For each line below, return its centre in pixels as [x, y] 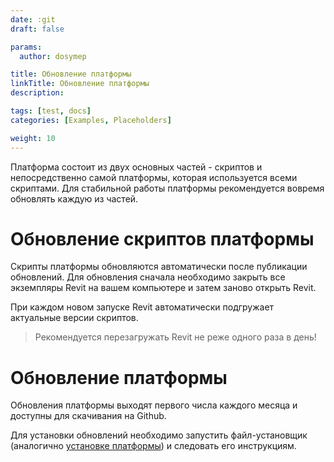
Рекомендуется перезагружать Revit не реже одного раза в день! [175, 337]
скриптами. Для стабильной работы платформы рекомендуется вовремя [167, 188]
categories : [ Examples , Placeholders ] [91, 120]
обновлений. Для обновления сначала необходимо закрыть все [148, 277]
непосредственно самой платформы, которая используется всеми [154, 177]
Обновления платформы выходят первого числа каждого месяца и [154, 405]
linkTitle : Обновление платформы [80, 84]
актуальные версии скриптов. [74, 318]
